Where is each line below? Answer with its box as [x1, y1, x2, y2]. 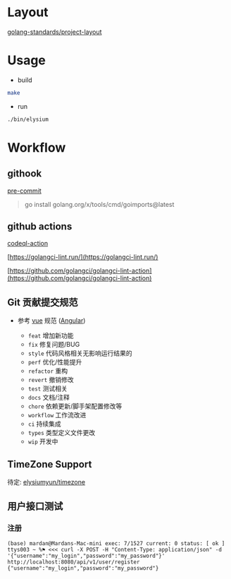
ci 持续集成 [27, 419, 61, 428]
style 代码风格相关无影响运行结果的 [27, 349, 132, 357]
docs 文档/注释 [27, 393, 70, 402]
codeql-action [7, 239, 49, 248]
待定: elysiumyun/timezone [7, 478, 86, 487]
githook [7, 167, 42, 180]
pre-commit [7, 186, 42, 195]
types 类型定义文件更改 [27, 429, 96, 437]
